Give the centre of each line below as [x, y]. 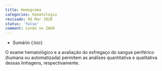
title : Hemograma [23, 10]
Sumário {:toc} [27, 42]
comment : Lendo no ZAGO [30, 28]
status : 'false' [22, 24]
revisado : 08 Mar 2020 [29, 19]
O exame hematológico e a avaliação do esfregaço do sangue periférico [80, 52]
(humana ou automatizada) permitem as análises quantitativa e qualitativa [81, 57]
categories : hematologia [31, 14]
